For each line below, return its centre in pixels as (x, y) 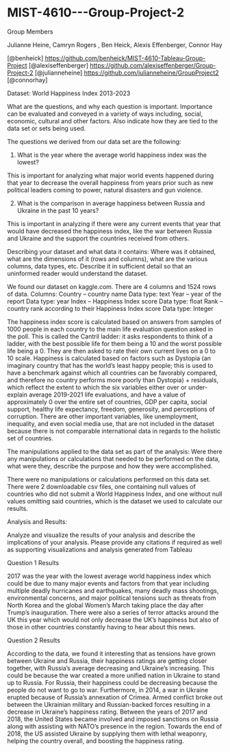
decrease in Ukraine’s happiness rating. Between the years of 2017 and (107, 712)
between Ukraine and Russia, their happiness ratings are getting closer (107, 661)
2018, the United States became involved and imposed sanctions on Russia (113, 719)
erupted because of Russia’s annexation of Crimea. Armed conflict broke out (115, 697)
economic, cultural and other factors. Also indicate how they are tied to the (113, 121)
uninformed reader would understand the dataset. (78, 273)
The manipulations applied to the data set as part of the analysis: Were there (115, 451)
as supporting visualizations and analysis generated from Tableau (100, 549)
